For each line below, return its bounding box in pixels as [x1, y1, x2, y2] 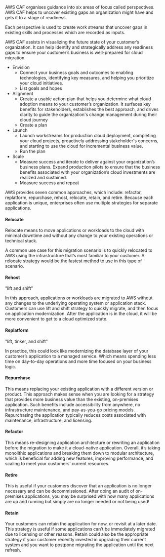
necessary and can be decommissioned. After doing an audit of [5, 488, 135, 494]
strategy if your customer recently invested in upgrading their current [5, 537, 146, 543]
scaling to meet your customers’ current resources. [5, 461, 110, 467]
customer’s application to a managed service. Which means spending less [5, 353, 157, 359]
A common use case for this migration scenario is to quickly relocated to [5, 247, 153, 253]
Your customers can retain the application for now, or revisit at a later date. [5, 521, 157, 527]
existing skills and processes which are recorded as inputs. [5, 30, 125, 35]
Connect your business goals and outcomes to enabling [19, 70, 133, 76]
